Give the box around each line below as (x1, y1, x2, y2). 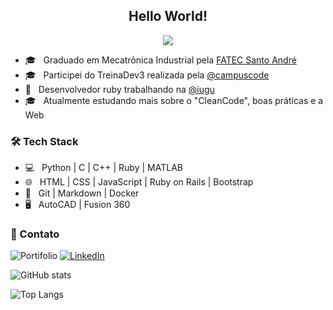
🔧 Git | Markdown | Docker (24, 187, 140, 199)
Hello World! (128, 8, 208, 25)
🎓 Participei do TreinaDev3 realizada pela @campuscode (24, 69, 270, 81)
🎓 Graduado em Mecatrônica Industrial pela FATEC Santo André (24, 54, 297, 66)
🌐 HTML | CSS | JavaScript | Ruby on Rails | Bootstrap (24, 176, 254, 188)
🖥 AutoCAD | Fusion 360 (24, 199, 131, 211)
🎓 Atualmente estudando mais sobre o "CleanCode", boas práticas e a (24, 94, 324, 106)
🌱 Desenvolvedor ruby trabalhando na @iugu (24, 83, 215, 95)
